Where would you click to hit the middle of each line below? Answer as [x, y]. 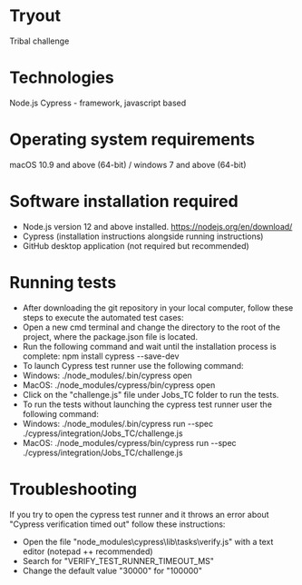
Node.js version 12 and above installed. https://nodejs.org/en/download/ [157, 226]
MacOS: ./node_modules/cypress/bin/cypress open [119, 385]
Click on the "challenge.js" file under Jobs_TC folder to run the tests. [151, 394]
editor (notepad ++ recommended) [88, 551]
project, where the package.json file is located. [110, 336]
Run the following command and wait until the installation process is [149, 346]
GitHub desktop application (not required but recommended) [136, 245]
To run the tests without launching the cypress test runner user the [147, 404]
